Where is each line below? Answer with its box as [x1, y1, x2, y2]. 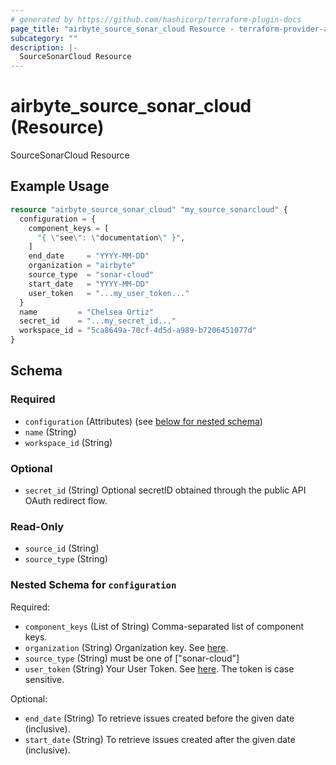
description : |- [10, 42, 78, 53]
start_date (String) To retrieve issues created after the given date [24, 733, 296, 745]
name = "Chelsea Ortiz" [19, 307, 155, 317]
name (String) [24, 426, 77, 438]
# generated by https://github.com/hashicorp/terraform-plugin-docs [10, 14, 302, 25]
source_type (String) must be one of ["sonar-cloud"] [24, 652, 240, 664]
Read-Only [10, 519, 65, 533]
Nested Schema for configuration [10, 578, 177, 592]
